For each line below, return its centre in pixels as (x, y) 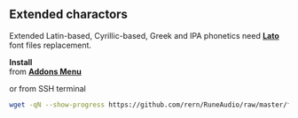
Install (21, 62)
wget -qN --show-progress (57, 105)
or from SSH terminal (47, 88)
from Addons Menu (45, 71)
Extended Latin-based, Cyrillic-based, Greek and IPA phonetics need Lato (144, 35)
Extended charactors (69, 15)
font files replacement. (50, 45)
